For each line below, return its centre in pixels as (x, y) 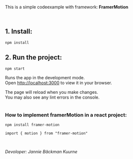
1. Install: (19, 32)
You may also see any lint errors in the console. (52, 97)
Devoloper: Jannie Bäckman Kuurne (41, 151)
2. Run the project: (33, 58)
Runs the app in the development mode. (45, 77)
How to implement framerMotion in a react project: (66, 115)
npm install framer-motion (32, 125)
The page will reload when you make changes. (52, 92)
